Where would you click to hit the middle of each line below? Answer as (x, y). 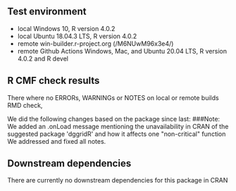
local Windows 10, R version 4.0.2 (66, 28)
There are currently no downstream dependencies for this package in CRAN (118, 180)
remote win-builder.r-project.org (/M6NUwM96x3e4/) (95, 43)
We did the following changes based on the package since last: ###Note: (114, 118)
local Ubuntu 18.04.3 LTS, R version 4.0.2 (77, 36)
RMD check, (25, 105)
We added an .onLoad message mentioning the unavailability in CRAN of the (118, 126)
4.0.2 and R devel (43, 58)
